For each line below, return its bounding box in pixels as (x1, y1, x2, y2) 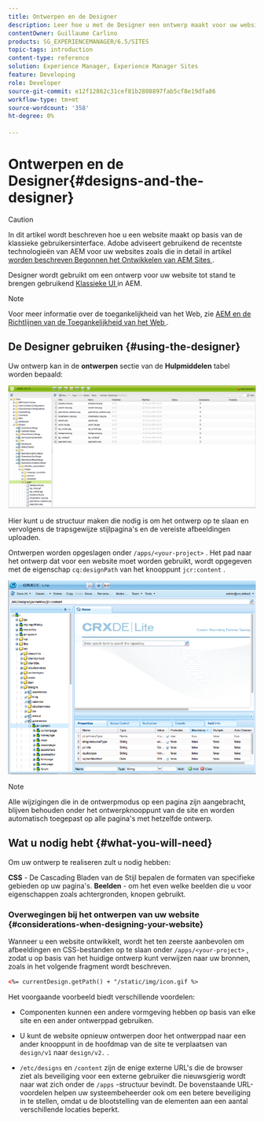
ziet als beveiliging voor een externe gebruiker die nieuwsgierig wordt (19, 1072, 246, 1080)
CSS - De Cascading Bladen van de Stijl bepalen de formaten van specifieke (8, 873, 255, 882)
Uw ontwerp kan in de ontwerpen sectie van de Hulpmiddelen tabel (8, 361, 230, 370)
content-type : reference (8, 54, 90, 62)
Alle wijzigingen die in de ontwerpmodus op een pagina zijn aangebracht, (8, 797, 246, 807)
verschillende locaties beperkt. (19, 1105, 120, 1114)
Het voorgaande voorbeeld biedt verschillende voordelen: (8, 992, 195, 1002)
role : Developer (8, 79, 61, 86)
